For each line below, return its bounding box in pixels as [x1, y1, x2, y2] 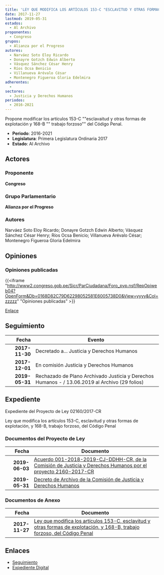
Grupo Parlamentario [5, 193, 56, 200]
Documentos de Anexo [5, 496, 61, 503]
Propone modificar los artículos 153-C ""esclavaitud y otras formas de [5, 116, 146, 122]
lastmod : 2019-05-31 [5, 16, 47, 21]
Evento [87, 336, 104, 343]
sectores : [5, 89, 25, 94]
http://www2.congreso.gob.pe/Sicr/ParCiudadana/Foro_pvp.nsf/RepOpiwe [7, 283, 157, 288]
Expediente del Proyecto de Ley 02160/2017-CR [5, 408, 102, 414]
